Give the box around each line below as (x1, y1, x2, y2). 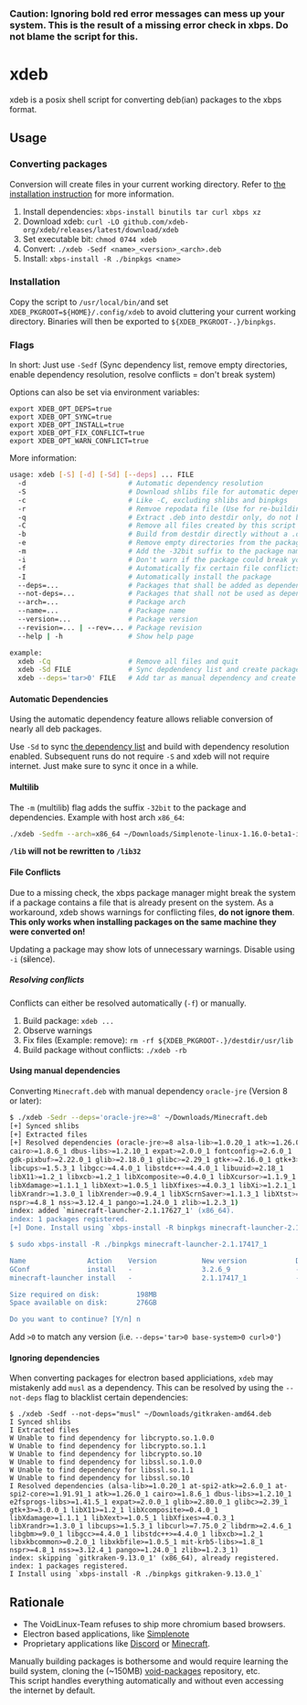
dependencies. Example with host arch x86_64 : (9, 812, 185, 823)
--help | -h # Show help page (17, 632, 195, 641)
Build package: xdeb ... (22, 1015, 114, 1026)
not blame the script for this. (9, 30, 139, 43)
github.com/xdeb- (122, 218, 189, 227)
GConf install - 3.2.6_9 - (9, 1264, 301, 1273)
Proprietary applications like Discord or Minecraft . (22, 1638, 210, 1649)
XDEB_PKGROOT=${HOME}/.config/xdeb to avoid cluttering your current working (9, 305, 297, 317)
